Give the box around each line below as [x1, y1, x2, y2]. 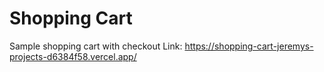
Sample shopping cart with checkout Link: [9, 40, 183, 52]
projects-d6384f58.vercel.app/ [9, 50, 137, 62]
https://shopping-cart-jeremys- [184, 40, 314, 52]
